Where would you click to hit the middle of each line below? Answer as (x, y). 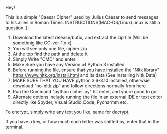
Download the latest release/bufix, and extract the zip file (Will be (80, 38)
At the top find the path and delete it (50, 54)
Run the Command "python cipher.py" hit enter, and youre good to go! (85, 91)
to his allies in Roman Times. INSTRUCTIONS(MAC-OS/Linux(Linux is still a (83, 23)
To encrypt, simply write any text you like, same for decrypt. (67, 112)
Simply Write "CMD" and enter (44, 59)
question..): (17, 28)
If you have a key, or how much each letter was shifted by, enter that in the (82, 122)
